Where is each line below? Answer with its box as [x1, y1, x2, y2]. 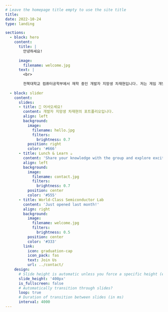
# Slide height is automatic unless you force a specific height [18, 272, 157, 277]
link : [23, 244, 35, 249]
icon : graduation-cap [27, 248, 72, 254]
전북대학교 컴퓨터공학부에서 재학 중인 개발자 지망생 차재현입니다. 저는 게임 [23, 81, 156, 86]
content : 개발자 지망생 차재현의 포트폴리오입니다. [23, 109, 114, 114]
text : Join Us [27, 258, 57, 263]
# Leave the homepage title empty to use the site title [5, 7, 126, 12]
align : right [23, 207, 50, 212]
